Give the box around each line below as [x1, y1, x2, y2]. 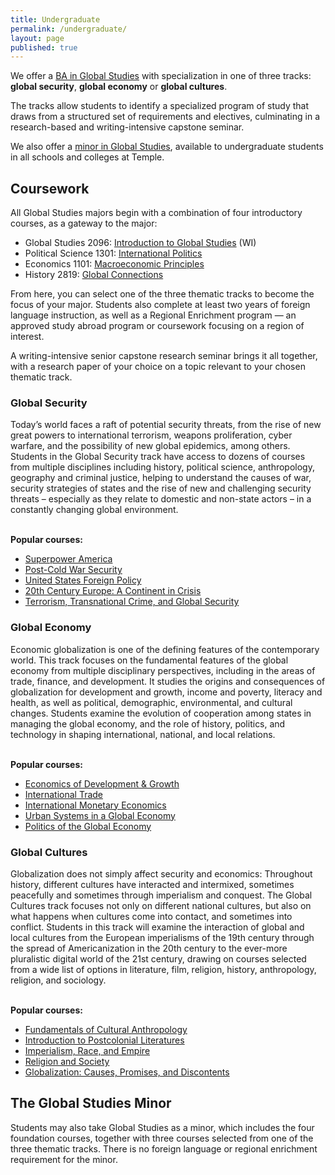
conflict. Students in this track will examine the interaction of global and [10, 921, 305, 933]
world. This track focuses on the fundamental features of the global [10, 654, 289, 666]
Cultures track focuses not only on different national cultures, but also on [10, 899, 312, 911]
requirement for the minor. [10, 1153, 118, 1165]
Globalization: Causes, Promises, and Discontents [24, 1066, 230, 1078]
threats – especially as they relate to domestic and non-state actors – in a [10, 493, 312, 505]
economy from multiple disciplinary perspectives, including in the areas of [10, 664, 316, 676]
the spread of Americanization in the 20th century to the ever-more [10, 942, 288, 954]
